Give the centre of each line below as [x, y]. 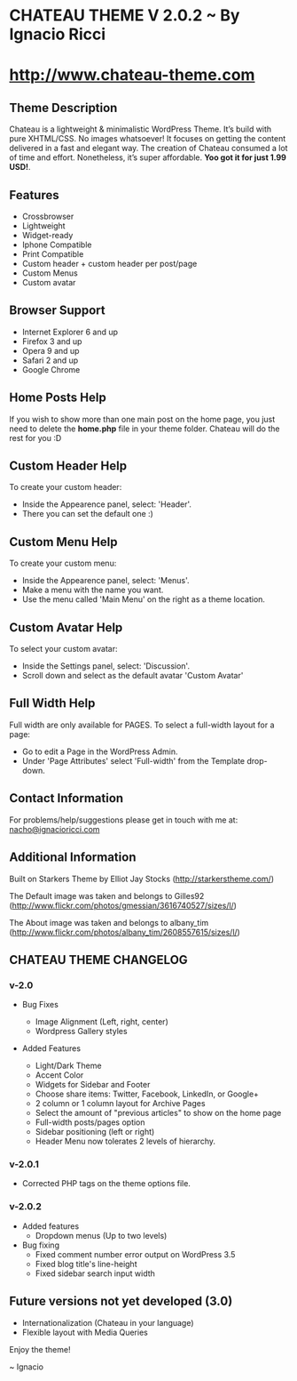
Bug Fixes [40, 1005]
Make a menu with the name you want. [93, 590]
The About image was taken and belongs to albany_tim [109, 922]
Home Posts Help [58, 398]
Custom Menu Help [63, 542]
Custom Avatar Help [66, 627]
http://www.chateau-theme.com [132, 75]
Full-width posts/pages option [90, 1122]
